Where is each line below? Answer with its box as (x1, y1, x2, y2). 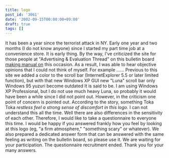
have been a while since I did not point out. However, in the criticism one (5, 94, 156, 100)
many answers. (5, 147, 37, 153)
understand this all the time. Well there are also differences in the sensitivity (5, 110, 163, 116)
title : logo (5, 7, 30, 13)
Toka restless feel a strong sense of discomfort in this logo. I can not (5, 104, 148, 111)
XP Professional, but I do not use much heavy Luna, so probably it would (5, 88, 156, 94)
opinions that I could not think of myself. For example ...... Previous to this (5, 67, 158, 73)
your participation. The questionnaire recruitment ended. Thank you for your (5, 142, 164, 148)
